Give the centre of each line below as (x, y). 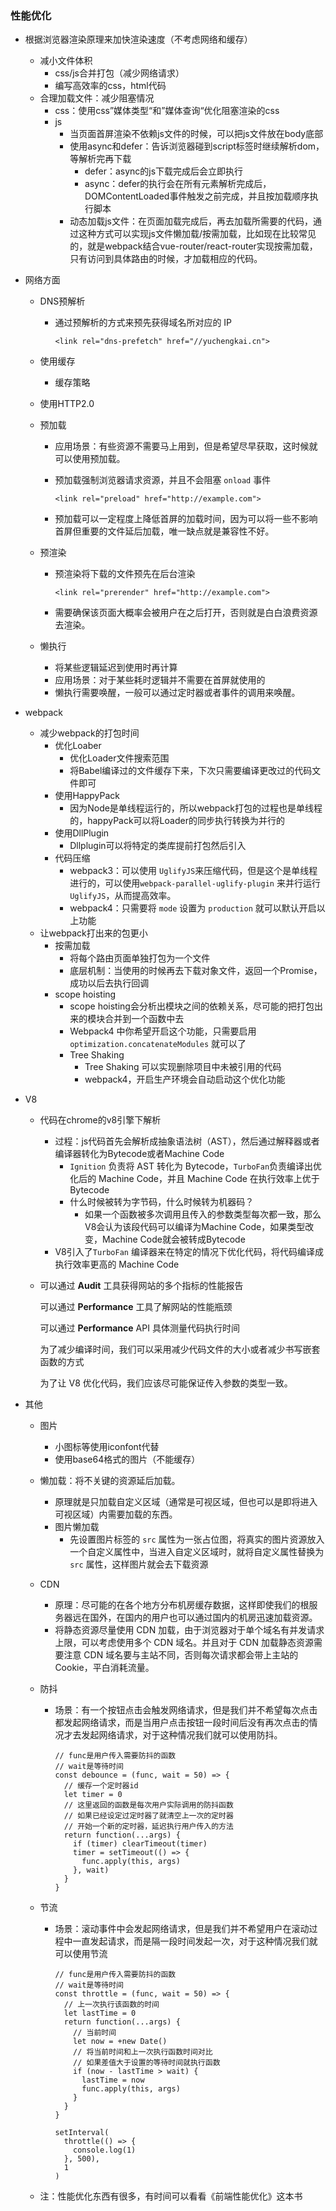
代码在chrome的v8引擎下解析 (100, 1120)
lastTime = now (113, 2080)
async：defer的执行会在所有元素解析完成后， (178, 184)
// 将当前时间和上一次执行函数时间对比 (143, 2052)
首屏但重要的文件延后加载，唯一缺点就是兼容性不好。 (164, 531)
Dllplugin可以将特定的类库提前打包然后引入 (158, 846)
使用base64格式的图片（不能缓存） (127, 1459)
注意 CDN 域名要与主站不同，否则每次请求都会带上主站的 (181, 1655)
